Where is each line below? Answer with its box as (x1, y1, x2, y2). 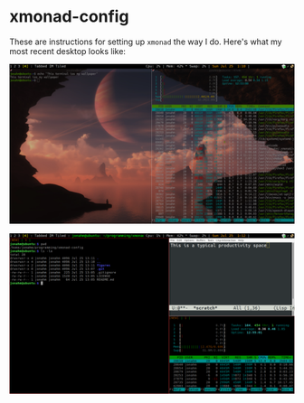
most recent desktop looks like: (9, 45, 127, 56)
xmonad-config (9, 6, 129, 27)
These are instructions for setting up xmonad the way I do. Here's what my (9, 36, 282, 47)
